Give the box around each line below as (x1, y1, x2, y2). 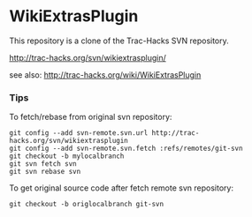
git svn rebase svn (9, 168, 81, 176)
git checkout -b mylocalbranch (9, 152, 125, 161)
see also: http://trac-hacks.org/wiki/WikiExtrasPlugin (9, 69, 202, 80)
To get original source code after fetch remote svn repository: (9, 183, 234, 193)
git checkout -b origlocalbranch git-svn (9, 200, 164, 209)
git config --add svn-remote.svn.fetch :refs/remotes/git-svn (9, 144, 243, 153)
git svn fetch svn (9, 160, 77, 168)
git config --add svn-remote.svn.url (9, 129, 149, 138)
